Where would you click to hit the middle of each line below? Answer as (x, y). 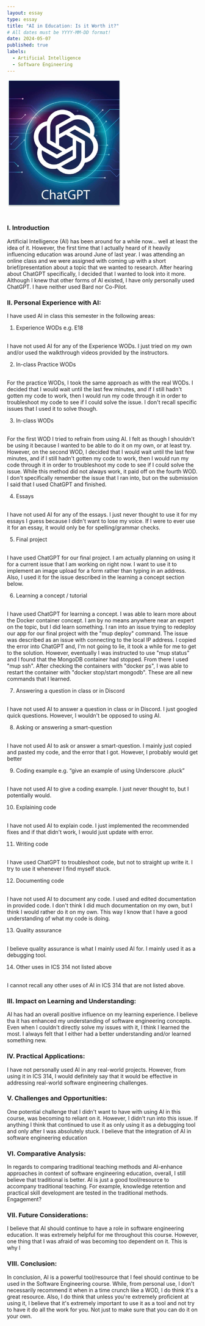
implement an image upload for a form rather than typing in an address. (97, 570)
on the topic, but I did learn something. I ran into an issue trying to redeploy (102, 627)
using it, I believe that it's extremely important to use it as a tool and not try (101, 1303)
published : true (27, 45)
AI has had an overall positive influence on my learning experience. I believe (103, 1014)
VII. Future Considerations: (48, 1215)
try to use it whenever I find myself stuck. (59, 869)
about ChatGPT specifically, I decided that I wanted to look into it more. (96, 274)
